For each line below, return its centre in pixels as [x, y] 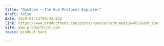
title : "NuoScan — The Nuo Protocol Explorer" [53, 9]
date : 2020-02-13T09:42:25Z [34, 18]
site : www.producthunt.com [32, 28]
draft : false [18, 14]
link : [10, 23]
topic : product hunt [26, 32]
